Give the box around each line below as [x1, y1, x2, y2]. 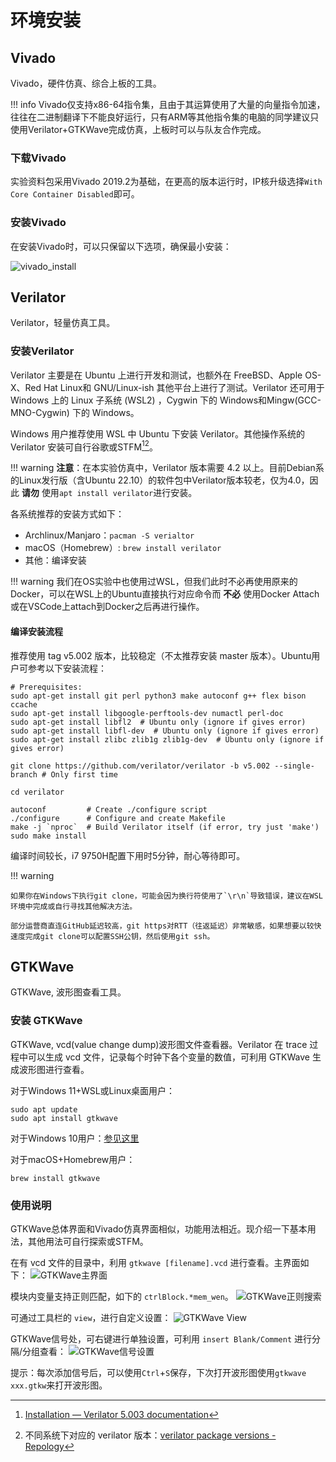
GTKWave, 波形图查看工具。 [10, 986, 127, 998]
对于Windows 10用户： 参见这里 [10, 1132, 140, 1144]
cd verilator [10, 787, 65, 797]
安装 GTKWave [10, 1014, 83, 1028]
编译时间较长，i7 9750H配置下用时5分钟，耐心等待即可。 [10, 849, 246, 861]
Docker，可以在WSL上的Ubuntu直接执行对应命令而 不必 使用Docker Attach [10, 588, 320, 600]
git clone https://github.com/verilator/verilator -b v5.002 [10, 761, 271, 771]
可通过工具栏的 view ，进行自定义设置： [10, 1311, 172, 1323]
